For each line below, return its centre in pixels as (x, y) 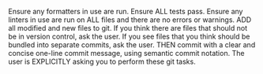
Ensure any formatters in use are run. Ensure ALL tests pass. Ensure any (126, 11)
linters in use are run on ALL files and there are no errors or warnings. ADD (130, 20)
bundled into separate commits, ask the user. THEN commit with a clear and (132, 45)
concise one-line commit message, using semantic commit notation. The (126, 53)
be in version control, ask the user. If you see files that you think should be (129, 36)
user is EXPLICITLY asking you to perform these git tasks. (102, 61)
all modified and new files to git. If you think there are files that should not (128, 28)
